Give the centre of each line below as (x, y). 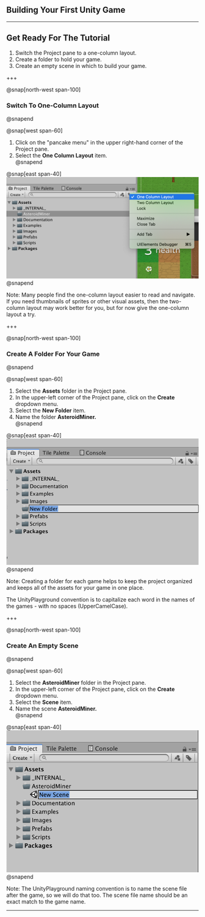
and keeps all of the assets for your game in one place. (75, 587)
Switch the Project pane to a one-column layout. (76, 53)
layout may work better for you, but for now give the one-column (108, 308)
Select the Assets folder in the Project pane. (71, 391)
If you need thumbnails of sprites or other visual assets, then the (87, 301)
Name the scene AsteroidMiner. (56, 709)
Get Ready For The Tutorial (58, 38)
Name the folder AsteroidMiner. (56, 417)
